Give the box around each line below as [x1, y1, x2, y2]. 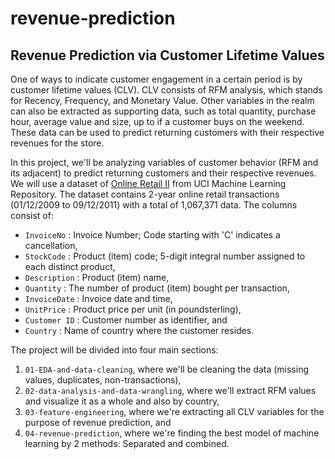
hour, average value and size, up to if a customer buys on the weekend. [10, 116, 305, 127]
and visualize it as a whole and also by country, [24, 395, 220, 407]
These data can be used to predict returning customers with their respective [10, 127, 325, 138]
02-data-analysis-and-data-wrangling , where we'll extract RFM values [24, 385, 317, 396]
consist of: [10, 210, 54, 221]
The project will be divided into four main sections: [10, 344, 219, 356]
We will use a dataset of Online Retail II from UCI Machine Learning [10, 178, 287, 189]
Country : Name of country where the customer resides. [24, 325, 255, 336]
